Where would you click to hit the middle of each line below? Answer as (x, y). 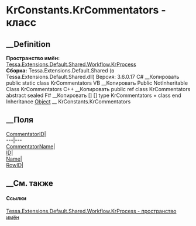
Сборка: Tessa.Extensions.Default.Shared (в (60, 70)
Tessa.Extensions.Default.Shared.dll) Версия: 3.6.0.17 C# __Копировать (93, 77)
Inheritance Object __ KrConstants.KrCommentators (68, 102)
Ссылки (16, 198)
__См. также (30, 184)
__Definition (28, 44)
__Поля (20, 120)
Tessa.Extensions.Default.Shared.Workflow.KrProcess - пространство (91, 211)
